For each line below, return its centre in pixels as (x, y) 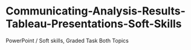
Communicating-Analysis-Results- (95, 11)
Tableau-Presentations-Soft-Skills (94, 24)
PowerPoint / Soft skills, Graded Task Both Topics (67, 40)
